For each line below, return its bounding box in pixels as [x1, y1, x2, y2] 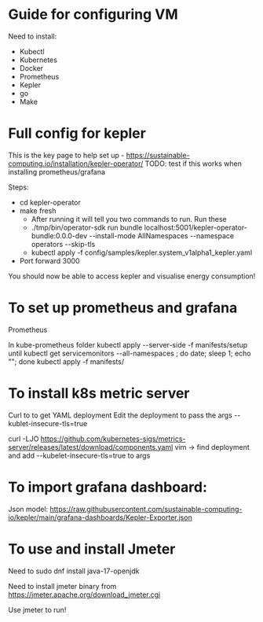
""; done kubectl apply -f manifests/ [8, 356, 124, 366]
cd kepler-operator [19, 197, 81, 207]
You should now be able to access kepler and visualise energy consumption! [8, 271, 256, 281]
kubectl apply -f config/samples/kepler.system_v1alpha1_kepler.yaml [31, 248, 253, 257]
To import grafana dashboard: [8, 478, 208, 496]
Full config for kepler [8, 124, 147, 142]
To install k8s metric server [8, 385, 190, 402]
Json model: [8, 504, 49, 513]
